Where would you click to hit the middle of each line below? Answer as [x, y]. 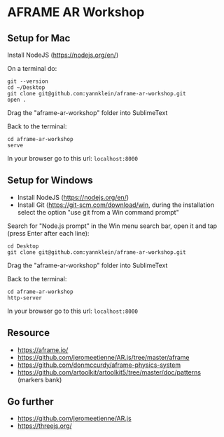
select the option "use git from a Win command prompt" [98, 212]
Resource [29, 333]
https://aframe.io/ [43, 350]
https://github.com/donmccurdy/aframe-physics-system [99, 365]
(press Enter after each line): [48, 233]
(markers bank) [40, 379]
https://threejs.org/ [44, 426]
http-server [24, 298]
